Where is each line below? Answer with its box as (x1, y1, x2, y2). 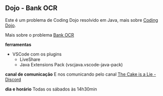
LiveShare (19, 56, 41, 62)
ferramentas (5, 42, 32, 48)
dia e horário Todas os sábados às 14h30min (5, 86, 98, 92)
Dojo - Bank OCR (5, 4, 58, 12)
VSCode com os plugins (12, 51, 62, 57)
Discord (5, 76, 21, 82)
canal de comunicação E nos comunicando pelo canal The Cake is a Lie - (5, 71, 156, 77)
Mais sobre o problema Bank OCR (5, 32, 74, 38)
